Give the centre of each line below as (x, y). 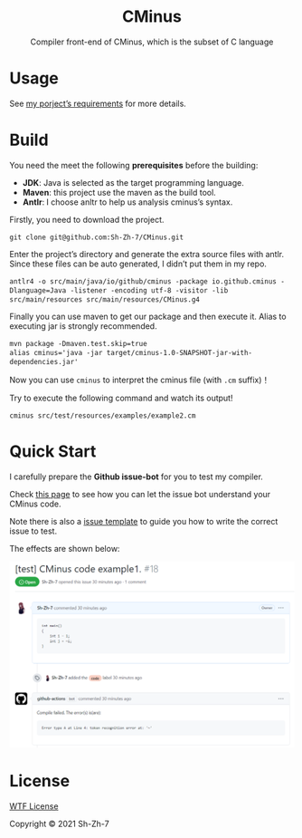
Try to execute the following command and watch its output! (121, 398)
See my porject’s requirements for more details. (98, 103)
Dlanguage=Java (38, 290)
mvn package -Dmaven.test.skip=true (78, 343)
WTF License (34, 806)
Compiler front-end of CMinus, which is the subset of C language (152, 42)
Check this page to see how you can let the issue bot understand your (140, 494)
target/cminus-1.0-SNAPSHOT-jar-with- (179, 352)
